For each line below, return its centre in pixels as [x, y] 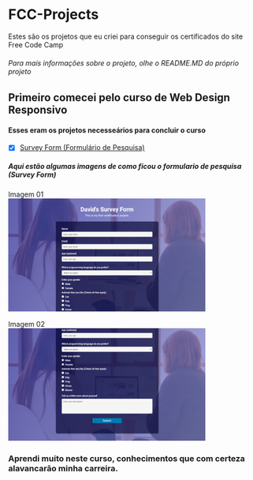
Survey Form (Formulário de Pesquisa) [82, 148]
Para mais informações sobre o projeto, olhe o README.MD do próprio [123, 63]
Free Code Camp [36, 44]
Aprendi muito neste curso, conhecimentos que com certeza [127, 458]
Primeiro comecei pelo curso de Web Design [119, 97]
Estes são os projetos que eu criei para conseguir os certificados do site [126, 36]
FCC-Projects [54, 15]
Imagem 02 [27, 324]
